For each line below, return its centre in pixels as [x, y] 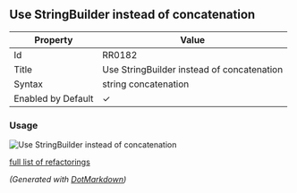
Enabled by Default [54, 98]
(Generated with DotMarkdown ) [68, 180]
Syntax [28, 84]
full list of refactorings [50, 162]
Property [54, 39]
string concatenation [146, 84]
